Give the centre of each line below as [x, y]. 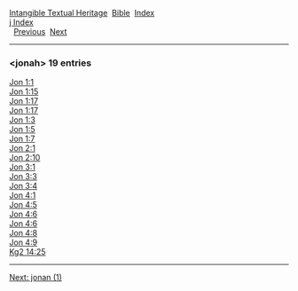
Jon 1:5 [22, 130]
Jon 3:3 [23, 177]
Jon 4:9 [24, 242]
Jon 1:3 [22, 120]
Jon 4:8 [24, 233]
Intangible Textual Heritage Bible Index [82, 13]
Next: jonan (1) [35, 278]
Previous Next [40, 31]
